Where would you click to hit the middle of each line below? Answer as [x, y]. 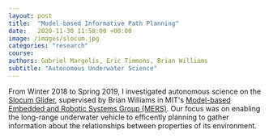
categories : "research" [49, 46]
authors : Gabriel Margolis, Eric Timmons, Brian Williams [108, 61]
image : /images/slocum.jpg [54, 38]
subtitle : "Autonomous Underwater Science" [83, 69]
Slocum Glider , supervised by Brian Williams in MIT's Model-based [120, 100]
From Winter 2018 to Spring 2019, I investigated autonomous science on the [135, 91]
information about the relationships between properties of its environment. [132, 125]
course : [21, 53]
